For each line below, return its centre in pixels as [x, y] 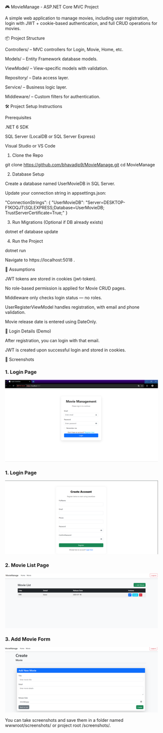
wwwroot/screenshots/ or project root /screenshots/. [58, 725]
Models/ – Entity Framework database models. [51, 59]
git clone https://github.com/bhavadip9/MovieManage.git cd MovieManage [80, 165]
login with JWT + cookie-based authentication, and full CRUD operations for [81, 23]
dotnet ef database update [32, 232]
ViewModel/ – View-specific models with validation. [57, 68]
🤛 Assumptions [20, 269]
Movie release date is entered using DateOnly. [51, 322]
